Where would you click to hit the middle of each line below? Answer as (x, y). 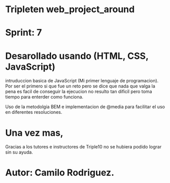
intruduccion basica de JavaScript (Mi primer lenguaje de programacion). (82, 81)
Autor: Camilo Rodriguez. (60, 173)
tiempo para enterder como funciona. (44, 97)
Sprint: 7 (24, 33)
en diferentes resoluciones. (34, 112)
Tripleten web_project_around (70, 9)
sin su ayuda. (19, 152)
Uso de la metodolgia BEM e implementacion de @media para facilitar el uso (85, 107)
